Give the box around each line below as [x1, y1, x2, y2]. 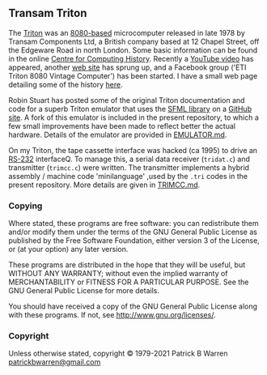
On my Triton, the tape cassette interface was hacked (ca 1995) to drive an [8, 145, 257, 155]
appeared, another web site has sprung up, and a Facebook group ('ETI [8, 62, 247, 72]
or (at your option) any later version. [8, 245, 129, 254]
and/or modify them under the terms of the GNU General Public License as [8, 227, 257, 237]
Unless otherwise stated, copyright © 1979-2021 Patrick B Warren [8, 348, 228, 359]
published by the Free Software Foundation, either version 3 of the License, [8, 236, 261, 245]
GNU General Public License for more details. [8, 286, 160, 296]
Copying [8, 200, 43, 211]
